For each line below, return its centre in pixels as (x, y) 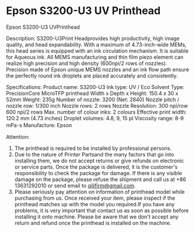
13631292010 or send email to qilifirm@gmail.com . (75, 185)
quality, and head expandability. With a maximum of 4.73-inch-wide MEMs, (96, 45)
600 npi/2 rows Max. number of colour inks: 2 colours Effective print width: (96, 112)
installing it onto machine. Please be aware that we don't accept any (97, 216)
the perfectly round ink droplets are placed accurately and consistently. (92, 76)
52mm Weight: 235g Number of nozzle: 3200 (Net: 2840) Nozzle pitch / (93, 99)
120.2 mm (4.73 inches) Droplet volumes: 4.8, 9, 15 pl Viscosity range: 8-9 (95, 118)
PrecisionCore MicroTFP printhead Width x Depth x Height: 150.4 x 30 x (92, 93)
